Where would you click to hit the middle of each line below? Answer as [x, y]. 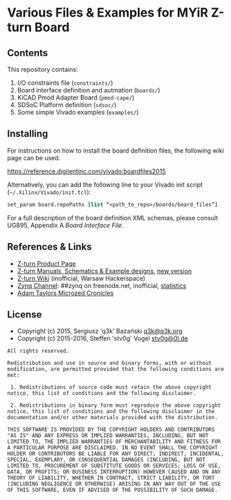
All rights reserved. [38, 351]
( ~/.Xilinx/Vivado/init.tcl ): [49, 192]
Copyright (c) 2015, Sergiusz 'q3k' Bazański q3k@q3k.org [100, 331]
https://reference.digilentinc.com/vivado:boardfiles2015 [86, 171]
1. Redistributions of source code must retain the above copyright [111, 387]
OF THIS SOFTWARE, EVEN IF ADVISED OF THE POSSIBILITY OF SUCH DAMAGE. [112, 490]
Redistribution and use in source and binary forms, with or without [110, 363]
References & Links [49, 247]
